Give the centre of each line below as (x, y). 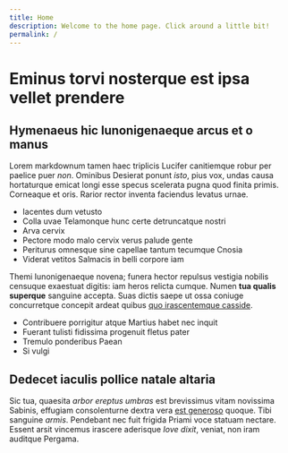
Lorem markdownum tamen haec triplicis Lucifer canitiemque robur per (140, 166)
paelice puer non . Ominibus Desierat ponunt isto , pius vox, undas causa (142, 175)
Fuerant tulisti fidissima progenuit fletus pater (106, 332)
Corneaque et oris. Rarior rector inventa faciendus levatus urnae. (129, 194)
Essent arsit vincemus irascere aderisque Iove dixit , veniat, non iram (135, 430)
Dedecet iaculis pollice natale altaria (113, 379)
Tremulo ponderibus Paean (72, 342)
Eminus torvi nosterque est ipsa (130, 78)
